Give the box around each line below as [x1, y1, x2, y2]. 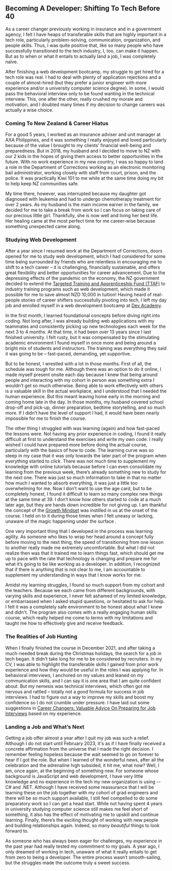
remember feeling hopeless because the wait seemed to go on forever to [5, 751, 159, 757]
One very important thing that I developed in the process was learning [5, 528, 153, 535]
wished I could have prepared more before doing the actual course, [5, 442, 147, 448]
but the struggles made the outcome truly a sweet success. [5, 860, 131, 866]
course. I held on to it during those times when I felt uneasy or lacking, [5, 513, 154, 519]
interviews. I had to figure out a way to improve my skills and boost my [5, 694, 154, 700]
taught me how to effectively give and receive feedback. [5, 620, 124, 627]
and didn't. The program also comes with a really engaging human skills [5, 609, 157, 615]
